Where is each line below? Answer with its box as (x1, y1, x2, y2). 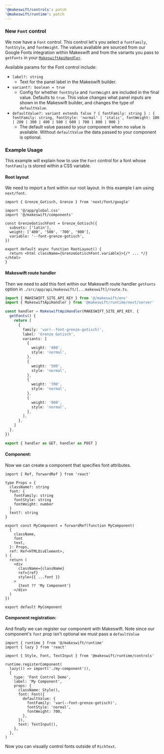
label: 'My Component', (14, 679, 63, 684)
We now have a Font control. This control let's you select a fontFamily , (5, 39, 147, 45)
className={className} (18, 566, 65, 571)
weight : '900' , (31, 400, 63, 405)
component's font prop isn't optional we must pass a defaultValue (5, 631, 140, 637)
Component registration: (5, 615, 57, 621)
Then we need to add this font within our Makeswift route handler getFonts (5, 281, 156, 287)
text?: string (9, 510, 38, 515)
